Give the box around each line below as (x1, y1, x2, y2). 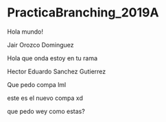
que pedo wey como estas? (7, 107, 86, 115)
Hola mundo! (7, 27, 43, 36)
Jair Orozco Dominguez (7, 40, 74, 49)
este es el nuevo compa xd (7, 94, 84, 102)
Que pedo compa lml (7, 80, 67, 88)
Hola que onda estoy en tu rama (7, 53, 98, 62)
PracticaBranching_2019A (7, 5, 159, 21)
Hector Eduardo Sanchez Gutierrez (7, 67, 106, 75)
